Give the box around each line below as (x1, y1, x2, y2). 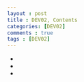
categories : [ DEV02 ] (7, 23, 66, 30)
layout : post (7, 10, 48, 17)
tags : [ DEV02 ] (7, 36, 51, 43)
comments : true (7, 29, 53, 37)
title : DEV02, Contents (7, 17, 78, 23)
